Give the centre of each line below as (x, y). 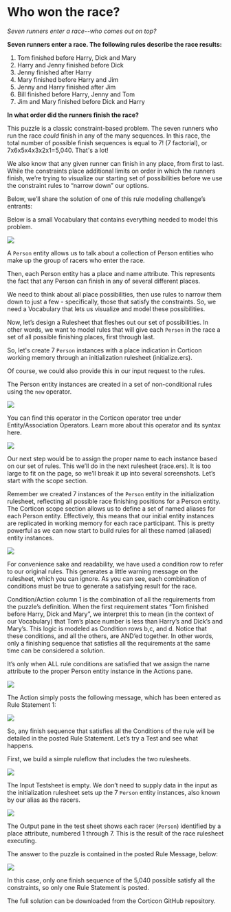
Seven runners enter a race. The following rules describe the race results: (114, 44)
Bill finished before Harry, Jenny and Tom (76, 94)
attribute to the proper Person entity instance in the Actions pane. (100, 671)
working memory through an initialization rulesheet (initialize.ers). (100, 357)
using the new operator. (40, 391)
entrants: (20, 206)
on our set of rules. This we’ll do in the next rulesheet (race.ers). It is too (109, 466)
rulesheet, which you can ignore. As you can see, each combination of (107, 578)
